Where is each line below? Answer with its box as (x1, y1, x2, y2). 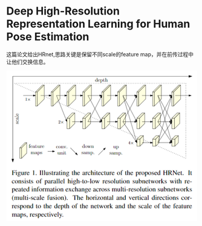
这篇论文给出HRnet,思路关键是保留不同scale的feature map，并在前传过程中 (6, 50, 194, 58)
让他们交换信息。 (6, 58, 49, 65)
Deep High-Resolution (6, 4, 120, 18)
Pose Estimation (6, 30, 90, 44)
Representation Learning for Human (6, 17, 191, 31)
